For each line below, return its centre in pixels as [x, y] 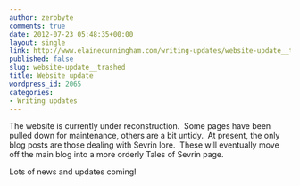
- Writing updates [43, 101]
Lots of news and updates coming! [73, 172]
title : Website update [51, 76]
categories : [31, 92]
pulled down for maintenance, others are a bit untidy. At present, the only [145, 136]
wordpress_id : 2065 [46, 84]
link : [19, 51]
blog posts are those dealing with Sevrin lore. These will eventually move [144, 145]
